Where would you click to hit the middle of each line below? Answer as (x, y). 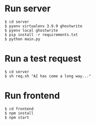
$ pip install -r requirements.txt (41, 35)
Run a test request (43, 59)
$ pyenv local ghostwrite (31, 30)
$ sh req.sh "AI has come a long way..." (48, 76)
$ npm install (19, 113)
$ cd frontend (19, 109)
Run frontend (32, 96)
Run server (28, 9)
